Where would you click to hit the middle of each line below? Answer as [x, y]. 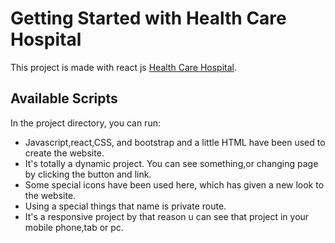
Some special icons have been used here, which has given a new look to [174, 184]
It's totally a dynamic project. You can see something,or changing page [171, 163]
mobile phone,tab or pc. [74, 227]
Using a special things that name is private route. [125, 206]
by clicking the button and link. [88, 174]
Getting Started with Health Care [148, 18]
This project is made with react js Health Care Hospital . [123, 67]
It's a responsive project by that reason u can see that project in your [167, 216]
